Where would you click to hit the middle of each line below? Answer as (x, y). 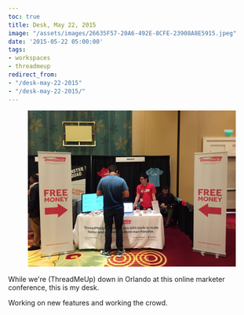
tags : (17, 50)
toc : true (24, 16)
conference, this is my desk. (54, 288)
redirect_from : (33, 75)
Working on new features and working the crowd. (88, 302)
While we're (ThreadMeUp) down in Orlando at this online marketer (117, 279)
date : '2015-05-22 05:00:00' (56, 42)
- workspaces (29, 58)
